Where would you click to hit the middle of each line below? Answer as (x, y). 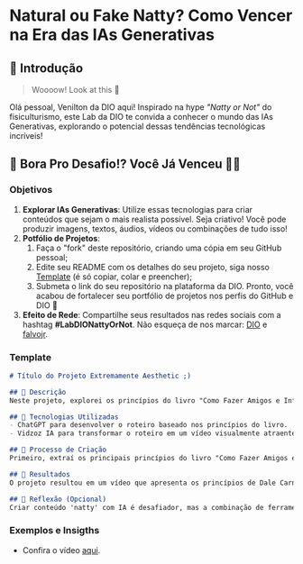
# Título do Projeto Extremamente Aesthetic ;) (101, 376)
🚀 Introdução (46, 68)
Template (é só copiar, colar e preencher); (114, 277)
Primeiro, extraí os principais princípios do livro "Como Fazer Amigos (149, 459)
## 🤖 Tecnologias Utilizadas (64, 417)
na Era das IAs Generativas (112, 35)
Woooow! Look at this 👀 (75, 90)
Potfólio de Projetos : (61, 238)
